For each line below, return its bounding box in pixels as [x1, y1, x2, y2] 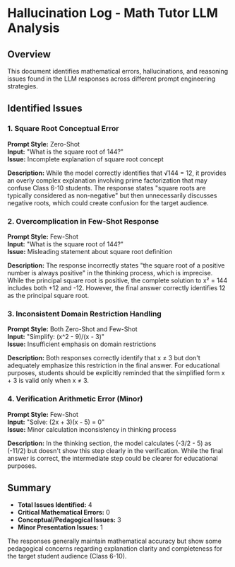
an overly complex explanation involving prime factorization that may [7, 176, 208, 185]
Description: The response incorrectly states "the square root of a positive [7, 260, 225, 270]
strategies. [7, 82, 39, 90]
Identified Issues [7, 103, 83, 115]
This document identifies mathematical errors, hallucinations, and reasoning [7, 67, 229, 75]
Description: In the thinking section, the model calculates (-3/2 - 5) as [7, 439, 212, 447]
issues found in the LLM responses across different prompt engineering [7, 74, 216, 83]
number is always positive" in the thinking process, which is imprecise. [7, 268, 213, 277]
